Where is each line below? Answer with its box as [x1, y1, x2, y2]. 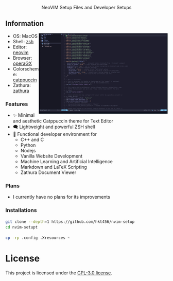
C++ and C [20, 136, 44, 143]
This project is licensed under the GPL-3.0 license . [5, 270, 112, 276]
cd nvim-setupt [5, 224, 38, 230]
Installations [5, 207, 37, 214]
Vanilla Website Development [20, 153, 83, 159]
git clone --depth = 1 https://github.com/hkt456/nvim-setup [5, 219, 135, 224]
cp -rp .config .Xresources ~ [5, 235, 71, 241]
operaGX [12, 60, 32, 66]
